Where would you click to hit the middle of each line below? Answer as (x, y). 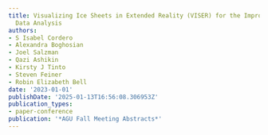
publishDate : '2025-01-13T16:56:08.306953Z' (83, 97)
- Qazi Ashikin (33, 60)
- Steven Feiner (35, 75)
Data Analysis (39, 23)
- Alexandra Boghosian (46, 45)
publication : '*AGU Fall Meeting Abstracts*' (85, 119)
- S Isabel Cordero (41, 38)
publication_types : (41, 104)
